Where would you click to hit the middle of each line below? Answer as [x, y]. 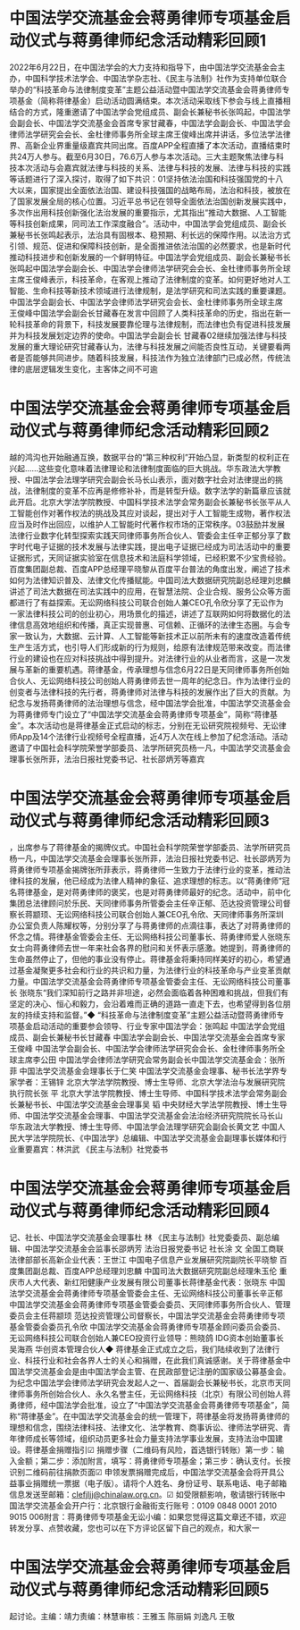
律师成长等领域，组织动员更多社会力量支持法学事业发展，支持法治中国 [146, 1438]
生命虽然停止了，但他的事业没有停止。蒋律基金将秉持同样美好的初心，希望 [146, 959]
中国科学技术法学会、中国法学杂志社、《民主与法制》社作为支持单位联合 [156, 78]
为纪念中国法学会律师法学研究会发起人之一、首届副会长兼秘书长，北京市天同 [150, 1382]
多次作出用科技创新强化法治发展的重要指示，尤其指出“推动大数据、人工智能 [148, 212]
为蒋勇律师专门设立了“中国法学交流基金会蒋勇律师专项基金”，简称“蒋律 [140, 714]
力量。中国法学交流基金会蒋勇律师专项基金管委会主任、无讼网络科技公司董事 [150, 981]
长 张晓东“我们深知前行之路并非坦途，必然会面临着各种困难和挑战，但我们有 [149, 992]
